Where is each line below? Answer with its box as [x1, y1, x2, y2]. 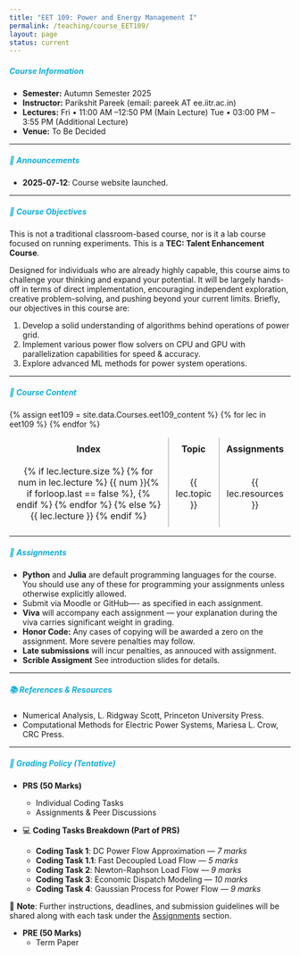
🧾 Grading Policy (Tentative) [9, 758, 116, 769]
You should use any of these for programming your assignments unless [21, 579, 286, 590]
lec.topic [175, 487, 212, 500]
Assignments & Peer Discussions [35, 807, 157, 818]
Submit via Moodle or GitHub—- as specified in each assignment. [21, 598, 263, 609]
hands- [257, 274, 284, 286]
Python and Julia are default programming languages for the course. [21, 569, 277, 580]
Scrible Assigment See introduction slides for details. [21, 655, 221, 666]
